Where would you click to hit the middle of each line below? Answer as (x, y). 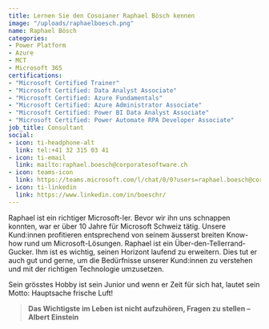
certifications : (35, 75)
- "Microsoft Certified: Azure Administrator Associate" (105, 105)
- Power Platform (37, 46)
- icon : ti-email (37, 157)
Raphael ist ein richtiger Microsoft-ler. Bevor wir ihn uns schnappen (119, 217)
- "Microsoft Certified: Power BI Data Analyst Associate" (109, 113)
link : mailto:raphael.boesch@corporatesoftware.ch (102, 165)
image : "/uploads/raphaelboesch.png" (71, 23)
